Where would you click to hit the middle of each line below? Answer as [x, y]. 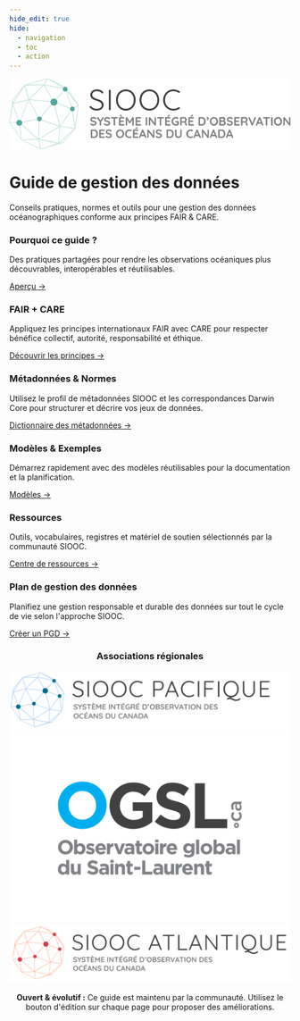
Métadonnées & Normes [63, 379]
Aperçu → [28, 287]
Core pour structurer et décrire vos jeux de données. [106, 407]
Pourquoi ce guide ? [54, 239]
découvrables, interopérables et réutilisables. [92, 269]
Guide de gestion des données [125, 182]
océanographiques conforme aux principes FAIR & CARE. [114, 217]
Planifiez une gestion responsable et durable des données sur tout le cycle [146, 607]
